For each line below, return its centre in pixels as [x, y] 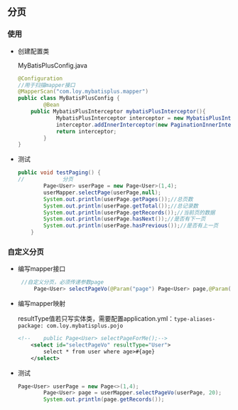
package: [31, 326]
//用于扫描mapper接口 [47, 85]
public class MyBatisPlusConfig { [69, 98]
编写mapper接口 [42, 269]
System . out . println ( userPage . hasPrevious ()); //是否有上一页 [131, 226]
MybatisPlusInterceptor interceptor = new [120, 118]
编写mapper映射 [42, 304]
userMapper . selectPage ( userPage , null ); [103, 193]
